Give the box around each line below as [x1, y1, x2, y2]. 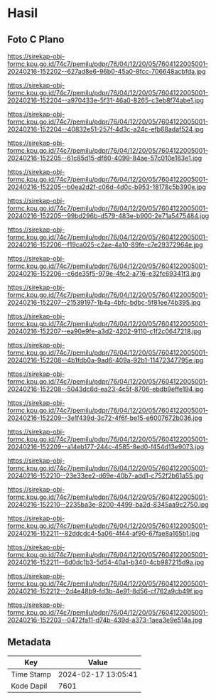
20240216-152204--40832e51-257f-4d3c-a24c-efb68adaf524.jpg [7, 125, 204, 133]
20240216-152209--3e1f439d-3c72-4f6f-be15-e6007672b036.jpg [7, 414, 202, 422]
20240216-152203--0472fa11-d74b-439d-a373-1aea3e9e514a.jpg [7, 616, 202, 624]
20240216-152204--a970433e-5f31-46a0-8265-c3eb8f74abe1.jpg [7, 96, 205, 104]
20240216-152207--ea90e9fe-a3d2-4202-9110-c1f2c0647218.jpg [7, 327, 202, 335]
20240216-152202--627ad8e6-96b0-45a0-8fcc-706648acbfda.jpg [7, 68, 206, 75]
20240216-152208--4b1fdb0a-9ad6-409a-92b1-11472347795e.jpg [7, 356, 204, 364]
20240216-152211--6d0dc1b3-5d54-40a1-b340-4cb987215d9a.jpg [7, 558, 205, 566]
